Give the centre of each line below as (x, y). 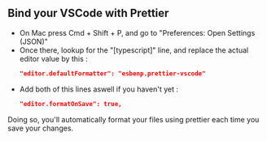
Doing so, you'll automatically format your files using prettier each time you (133, 119)
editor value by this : (54, 58)
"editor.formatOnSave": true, (71, 104)
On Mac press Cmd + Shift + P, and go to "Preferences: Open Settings (137, 32)
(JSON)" (33, 41)
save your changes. (41, 128)
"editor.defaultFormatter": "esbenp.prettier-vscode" (112, 73)
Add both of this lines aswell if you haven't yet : (98, 89)
